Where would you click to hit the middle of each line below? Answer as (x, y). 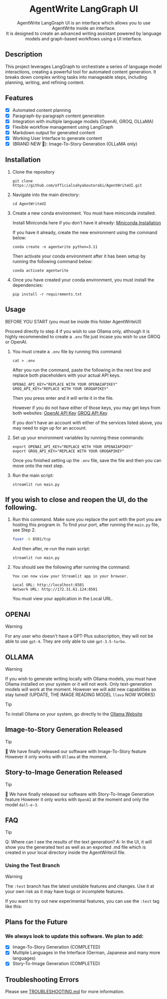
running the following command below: (53, 261)
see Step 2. (24, 530)
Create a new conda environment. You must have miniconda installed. (84, 213)
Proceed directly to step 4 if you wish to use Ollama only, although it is (78, 331)
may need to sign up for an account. (50, 428)
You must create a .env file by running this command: (67, 351)
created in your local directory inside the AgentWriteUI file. (65, 853)
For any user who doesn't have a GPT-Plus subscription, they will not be (79, 636)
